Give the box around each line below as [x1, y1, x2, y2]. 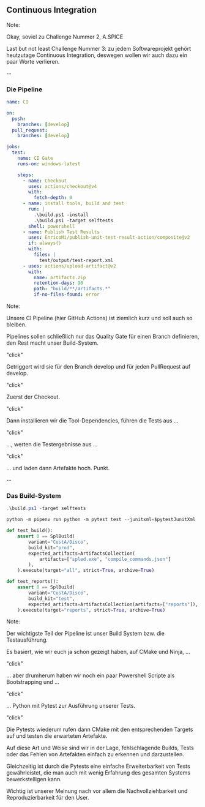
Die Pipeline [6, 85, 43, 94]
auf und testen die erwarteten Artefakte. [6, 732, 108, 740]
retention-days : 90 [33, 280, 84, 287]
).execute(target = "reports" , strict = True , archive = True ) [17, 607, 166, 613]
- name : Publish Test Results [22, 229, 100, 235]
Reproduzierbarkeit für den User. [6, 794, 90, 801]
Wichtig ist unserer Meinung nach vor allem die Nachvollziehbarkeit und [6, 787, 188, 795]
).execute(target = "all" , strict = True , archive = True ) [17, 568, 155, 574]
